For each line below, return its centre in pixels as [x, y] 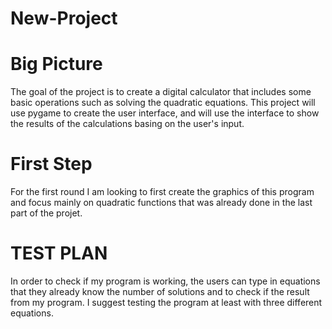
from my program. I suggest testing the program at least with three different [166, 302]
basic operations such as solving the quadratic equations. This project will [163, 103]
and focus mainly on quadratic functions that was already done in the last [161, 203]
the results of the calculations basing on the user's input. [127, 124]
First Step [51, 164]
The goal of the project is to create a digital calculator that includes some [161, 92]
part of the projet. [46, 213]
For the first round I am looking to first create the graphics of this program [162, 192]
